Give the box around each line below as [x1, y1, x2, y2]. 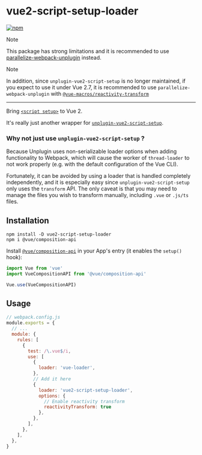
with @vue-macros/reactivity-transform [50, 90, 149, 97]
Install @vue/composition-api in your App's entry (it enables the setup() [6, 247, 182, 254]
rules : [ [17, 336, 39, 343]
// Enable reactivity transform [44, 398, 125, 404]
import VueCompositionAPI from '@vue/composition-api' [6, 271, 147, 277]
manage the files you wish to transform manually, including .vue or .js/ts [6, 192, 189, 199]
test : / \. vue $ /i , [28, 348, 71, 354]
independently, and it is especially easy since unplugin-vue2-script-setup [6, 179, 190, 186]
